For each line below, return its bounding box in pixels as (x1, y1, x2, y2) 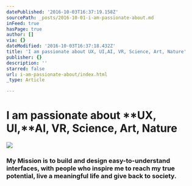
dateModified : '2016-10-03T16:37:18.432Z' (6, 43, 116, 49)
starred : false (6, 65, 45, 72)
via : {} (6, 37, 26, 43)
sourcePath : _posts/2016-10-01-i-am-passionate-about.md (6, 15, 154, 21)
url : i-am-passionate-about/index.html (6, 71, 108, 77)
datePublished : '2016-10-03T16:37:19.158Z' (6, 9, 119, 15)
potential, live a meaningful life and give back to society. (6, 171, 177, 180)
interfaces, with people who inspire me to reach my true (6, 164, 176, 173)
